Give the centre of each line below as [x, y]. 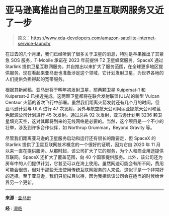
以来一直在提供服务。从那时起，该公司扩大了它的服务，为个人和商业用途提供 [84, 151]
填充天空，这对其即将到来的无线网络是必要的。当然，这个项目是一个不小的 [87, 121]
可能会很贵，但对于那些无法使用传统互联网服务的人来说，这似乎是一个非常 [82, 170]
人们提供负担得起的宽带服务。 [36, 79]
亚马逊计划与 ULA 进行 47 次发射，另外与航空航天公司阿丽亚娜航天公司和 [81, 108]
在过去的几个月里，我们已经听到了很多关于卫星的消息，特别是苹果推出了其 [82, 54]
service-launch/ [34, 43]
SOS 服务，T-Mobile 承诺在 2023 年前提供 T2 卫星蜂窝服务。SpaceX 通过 [87, 60]
